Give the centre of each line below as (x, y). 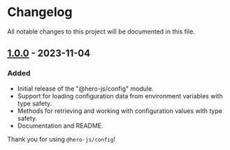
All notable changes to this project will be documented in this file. (101, 31)
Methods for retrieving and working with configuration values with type (120, 111)
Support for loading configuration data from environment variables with (120, 96)
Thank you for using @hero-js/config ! (61, 139)
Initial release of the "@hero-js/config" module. (85, 89)
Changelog (40, 12)
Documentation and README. (60, 126)
